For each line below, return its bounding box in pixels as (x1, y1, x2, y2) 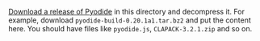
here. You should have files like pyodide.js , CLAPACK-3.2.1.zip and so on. (8, 24, 253, 33)
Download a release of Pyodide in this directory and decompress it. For (8, 7, 245, 16)
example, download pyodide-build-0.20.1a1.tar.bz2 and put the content (8, 15, 252, 25)
